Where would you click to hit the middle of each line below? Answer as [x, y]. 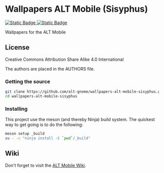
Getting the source [28, 81]
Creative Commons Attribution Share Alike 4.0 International [64, 59]
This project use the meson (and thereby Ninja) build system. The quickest [80, 120]
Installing [16, 109]
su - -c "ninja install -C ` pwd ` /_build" [48, 138]
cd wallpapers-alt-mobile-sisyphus [41, 96]
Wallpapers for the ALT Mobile [35, 32]
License [17, 48]
